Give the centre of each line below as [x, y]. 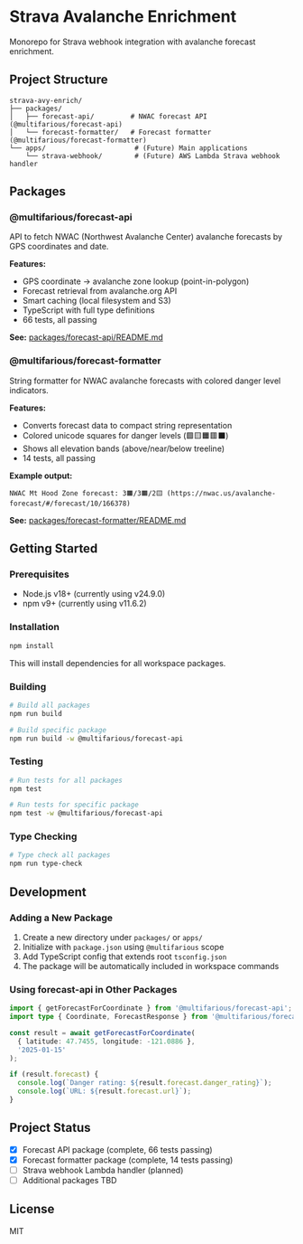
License [32, 1209]
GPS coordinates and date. [59, 247]
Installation [35, 627]
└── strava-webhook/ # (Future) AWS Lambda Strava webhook [153, 155]
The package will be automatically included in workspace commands [151, 966]
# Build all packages [50, 705]
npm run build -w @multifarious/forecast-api [96, 739]
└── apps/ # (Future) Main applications [129, 148]
